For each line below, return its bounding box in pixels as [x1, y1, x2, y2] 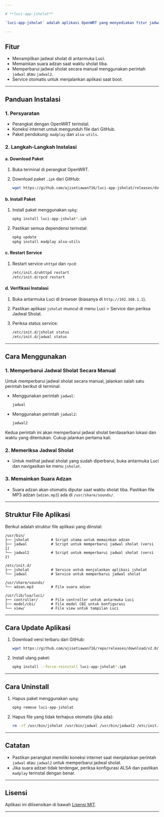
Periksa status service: [12, 320, 59, 326]
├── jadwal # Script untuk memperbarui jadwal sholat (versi [5, 542, 154, 546]
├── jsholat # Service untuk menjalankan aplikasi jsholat [5, 567, 147, 572]
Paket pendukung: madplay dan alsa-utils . [12, 132, 99, 137]
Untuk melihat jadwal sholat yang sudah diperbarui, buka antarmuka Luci [12, 458, 159, 464]
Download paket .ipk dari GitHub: [12, 176, 81, 182]
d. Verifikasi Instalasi [5, 285, 49, 291]
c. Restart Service [5, 250, 42, 256]
